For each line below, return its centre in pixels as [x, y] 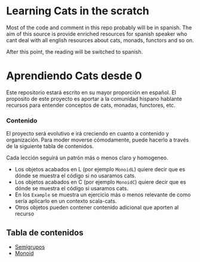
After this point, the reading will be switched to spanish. [75, 51]
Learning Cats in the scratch [78, 11]
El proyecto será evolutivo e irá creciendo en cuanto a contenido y [87, 134]
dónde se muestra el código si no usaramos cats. [75, 176]
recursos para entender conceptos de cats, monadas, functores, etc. [91, 105]
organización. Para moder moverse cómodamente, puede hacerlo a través [98, 140]
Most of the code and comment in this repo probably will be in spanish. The [99, 27]
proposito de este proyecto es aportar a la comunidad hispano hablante [94, 98]
